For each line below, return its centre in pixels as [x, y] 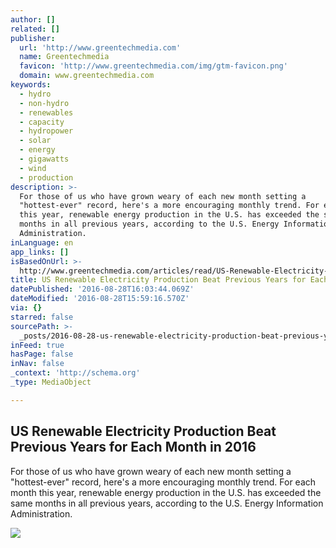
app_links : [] [40, 252]
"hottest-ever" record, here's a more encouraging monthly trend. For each [163, 482]
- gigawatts [44, 159]
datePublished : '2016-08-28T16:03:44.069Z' [102, 289]
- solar [35, 141]
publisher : [33, 38]
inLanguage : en [42, 242]
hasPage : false [42, 354]
